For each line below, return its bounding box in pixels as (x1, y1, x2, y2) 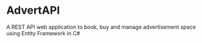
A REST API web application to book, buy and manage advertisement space (6, 23, 197, 30)
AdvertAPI (6, 4, 60, 17)
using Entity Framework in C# (6, 29, 80, 36)
